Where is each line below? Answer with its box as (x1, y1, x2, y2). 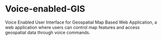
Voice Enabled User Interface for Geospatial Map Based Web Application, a (5, 19, 157, 25)
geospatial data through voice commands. (5, 29, 91, 35)
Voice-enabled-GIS (5, 3, 85, 14)
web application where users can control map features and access (5, 24, 140, 30)
